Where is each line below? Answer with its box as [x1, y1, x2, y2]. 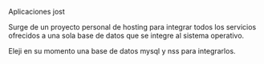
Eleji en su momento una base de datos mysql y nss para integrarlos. [8, 46, 236, 55]
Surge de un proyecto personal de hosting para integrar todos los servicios [8, 22, 257, 31]
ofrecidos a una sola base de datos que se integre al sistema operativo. [8, 31, 245, 40]
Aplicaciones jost [8, 7, 66, 16]
